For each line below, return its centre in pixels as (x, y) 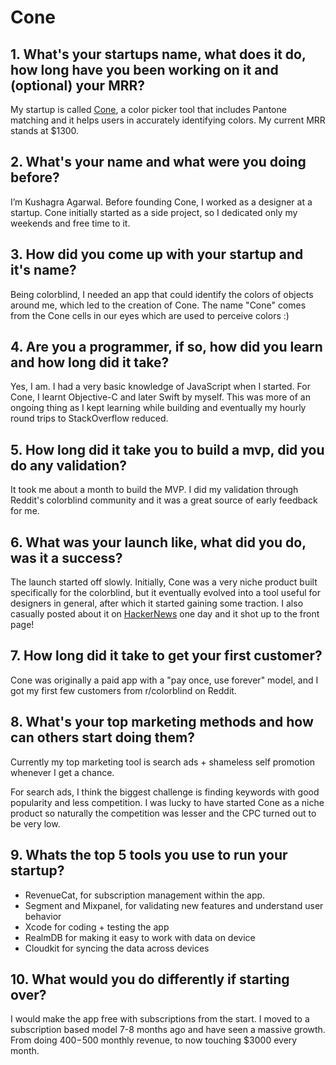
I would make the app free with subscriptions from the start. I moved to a (160, 1019)
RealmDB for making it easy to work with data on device (140, 937)
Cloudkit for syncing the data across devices (117, 948)
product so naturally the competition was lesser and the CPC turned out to (163, 813)
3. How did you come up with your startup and (157, 254)
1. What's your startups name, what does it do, (158, 54)
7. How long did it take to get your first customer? (166, 656)
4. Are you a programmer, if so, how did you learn (166, 347)
